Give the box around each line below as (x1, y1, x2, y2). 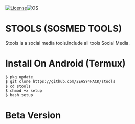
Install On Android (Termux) (5, 58, 126, 69)
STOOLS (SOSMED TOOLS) (5, 23, 122, 34)
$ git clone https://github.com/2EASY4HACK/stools (5, 79, 116, 84)
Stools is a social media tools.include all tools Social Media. (5, 39, 130, 46)
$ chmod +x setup (5, 88, 42, 93)
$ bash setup (5, 92, 33, 97)
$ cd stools (5, 84, 31, 89)
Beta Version (5, 110, 61, 121)
